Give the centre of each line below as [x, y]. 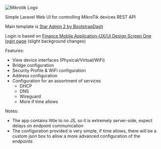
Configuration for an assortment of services [56, 81]
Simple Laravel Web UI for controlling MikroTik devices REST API [70, 17]
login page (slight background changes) [45, 41]
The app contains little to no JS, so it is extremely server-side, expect [82, 120]
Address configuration [35, 75]
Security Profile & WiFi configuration [49, 70]
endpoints [22, 141]
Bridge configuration [33, 65]
